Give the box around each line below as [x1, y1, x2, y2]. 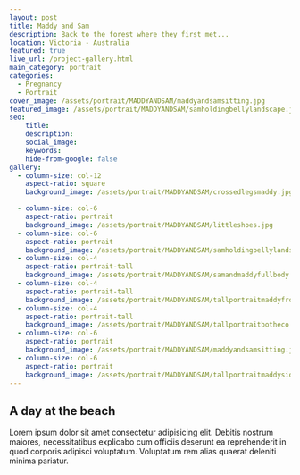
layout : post [9, 13, 58, 22]
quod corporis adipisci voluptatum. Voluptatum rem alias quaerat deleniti [9, 446, 277, 457]
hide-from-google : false [25, 154, 118, 164]
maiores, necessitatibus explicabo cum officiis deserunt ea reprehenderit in [9, 437, 287, 447]
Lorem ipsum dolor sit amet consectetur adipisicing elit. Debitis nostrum [9, 427, 274, 438]
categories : [9, 72, 54, 81]
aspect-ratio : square [25, 180, 105, 189]
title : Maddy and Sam [9, 21, 90, 30]
